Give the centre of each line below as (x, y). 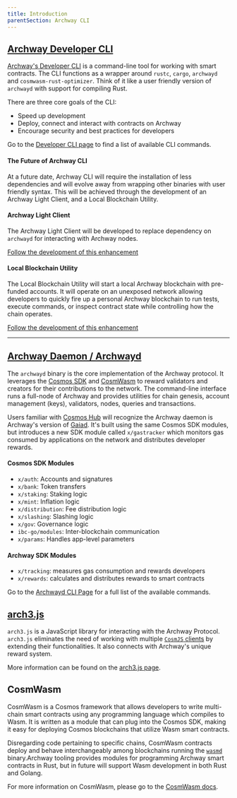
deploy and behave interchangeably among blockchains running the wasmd (115, 750)
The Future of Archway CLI (47, 160)
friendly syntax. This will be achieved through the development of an (107, 191)
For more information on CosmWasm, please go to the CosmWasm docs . (113, 786)
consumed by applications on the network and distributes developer (107, 439)
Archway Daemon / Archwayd (74, 356)
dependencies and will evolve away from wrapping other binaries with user (116, 184)
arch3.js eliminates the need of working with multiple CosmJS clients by (110, 638)
